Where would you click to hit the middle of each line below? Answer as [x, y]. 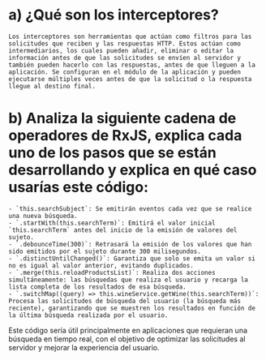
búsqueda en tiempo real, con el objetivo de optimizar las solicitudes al [127, 339]
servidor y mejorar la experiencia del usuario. [84, 347]
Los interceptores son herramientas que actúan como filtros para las [130, 36]
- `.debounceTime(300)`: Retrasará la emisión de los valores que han [130, 244]
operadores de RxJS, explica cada [125, 136]
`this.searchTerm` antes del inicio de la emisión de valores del [123, 230]
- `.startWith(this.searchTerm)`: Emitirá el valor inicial [112, 223]
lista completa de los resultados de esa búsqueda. [97, 287]
